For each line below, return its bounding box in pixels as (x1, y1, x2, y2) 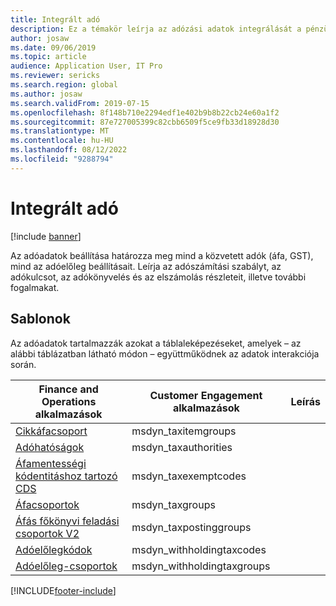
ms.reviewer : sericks (10, 71, 101, 81)
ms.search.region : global (10, 80, 118, 90)
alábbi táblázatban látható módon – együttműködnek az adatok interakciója (10, 347, 320, 360)
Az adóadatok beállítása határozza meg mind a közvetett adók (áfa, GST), (10, 249, 314, 261)
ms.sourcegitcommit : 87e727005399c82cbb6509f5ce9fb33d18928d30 (10, 117, 280, 127)
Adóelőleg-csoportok (15, 559, 118, 573)
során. (10, 358, 37, 370)
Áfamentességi (15, 456, 87, 470)
